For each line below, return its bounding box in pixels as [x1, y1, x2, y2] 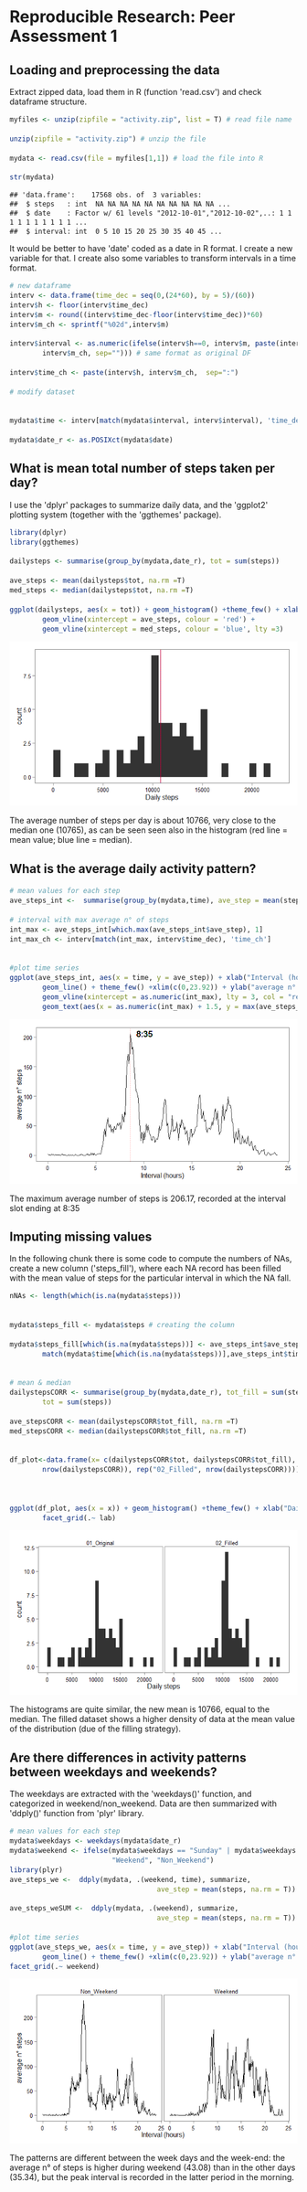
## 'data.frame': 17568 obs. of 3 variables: [9, 190, 203, 200]
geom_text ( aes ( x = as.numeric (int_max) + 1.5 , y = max [42, 1002, 256, 1011]
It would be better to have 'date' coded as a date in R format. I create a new [9, 243, 293, 254]
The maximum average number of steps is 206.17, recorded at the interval [9, 1193, 286, 1204]
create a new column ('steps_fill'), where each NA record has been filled [9, 1263, 281, 1274]
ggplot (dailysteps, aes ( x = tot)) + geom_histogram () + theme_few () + [9, 605, 281, 614]
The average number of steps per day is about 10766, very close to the [9, 815, 277, 826]
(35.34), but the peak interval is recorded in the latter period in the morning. [9, 2172, 295, 2183]
